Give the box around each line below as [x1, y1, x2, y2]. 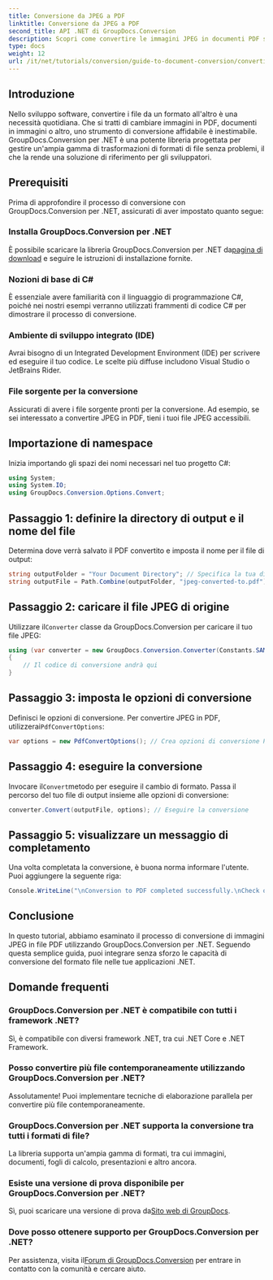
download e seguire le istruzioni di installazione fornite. [8, 253, 193, 263]
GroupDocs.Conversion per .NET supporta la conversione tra [8, 1120, 254, 1131]
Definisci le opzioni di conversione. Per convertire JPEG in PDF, [8, 712, 221, 722]
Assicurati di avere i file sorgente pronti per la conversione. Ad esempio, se [8, 404, 260, 414]
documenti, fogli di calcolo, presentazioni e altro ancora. [8, 1157, 197, 1167]
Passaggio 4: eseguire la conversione [8, 760, 203, 773]
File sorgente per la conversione [8, 385, 138, 397]
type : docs [8, 42, 45, 50]
